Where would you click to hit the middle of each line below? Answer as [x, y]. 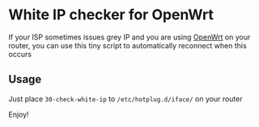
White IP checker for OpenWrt [111, 15]
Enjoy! [19, 114]
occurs [20, 54]
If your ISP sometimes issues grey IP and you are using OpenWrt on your [129, 37]
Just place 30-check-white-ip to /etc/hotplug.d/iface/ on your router [125, 99]
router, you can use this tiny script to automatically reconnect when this [127, 45]
